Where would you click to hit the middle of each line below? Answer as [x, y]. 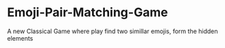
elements [20, 38]
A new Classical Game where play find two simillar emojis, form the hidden [113, 31]
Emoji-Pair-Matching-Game [87, 13]
